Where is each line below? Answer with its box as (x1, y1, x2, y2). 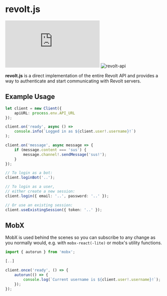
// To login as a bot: (5, 170, 53, 175)
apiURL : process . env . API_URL (14, 111, 75, 116)
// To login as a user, (5, 184, 55, 189)
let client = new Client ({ (5, 106, 62, 111)
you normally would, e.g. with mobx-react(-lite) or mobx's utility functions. (5, 240, 162, 246)
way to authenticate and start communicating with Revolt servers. (5, 78, 141, 84)
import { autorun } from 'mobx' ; (5, 250, 75, 255)
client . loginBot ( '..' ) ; (5, 175, 55, 180)
